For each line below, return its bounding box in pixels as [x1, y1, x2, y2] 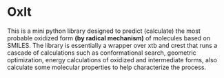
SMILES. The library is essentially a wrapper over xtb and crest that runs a [7, 41, 218, 49]
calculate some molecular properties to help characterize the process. [7, 63, 207, 71]
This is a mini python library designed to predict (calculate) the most [7, 27, 201, 35]
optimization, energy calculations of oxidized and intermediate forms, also [7, 55, 217, 64]
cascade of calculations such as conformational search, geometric [7, 49, 196, 57]
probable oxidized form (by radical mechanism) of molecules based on [7, 34, 211, 42]
